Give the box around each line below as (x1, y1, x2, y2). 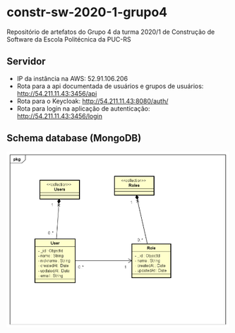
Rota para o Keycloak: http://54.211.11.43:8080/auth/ (16, 97, 169, 105)
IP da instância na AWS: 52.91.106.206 (16, 74, 128, 83)
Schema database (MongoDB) (6, 132, 142, 145)
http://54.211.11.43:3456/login (16, 111, 103, 120)
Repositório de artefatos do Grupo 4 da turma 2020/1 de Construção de (6, 28, 215, 36)
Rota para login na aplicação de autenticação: (16, 104, 150, 113)
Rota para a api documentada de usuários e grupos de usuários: (16, 82, 204, 90)
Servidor (6, 56, 47, 68)
